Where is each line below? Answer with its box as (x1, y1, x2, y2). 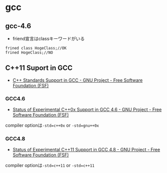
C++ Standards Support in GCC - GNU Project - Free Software (12, 77, 143, 83)
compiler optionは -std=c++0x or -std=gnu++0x (5, 123, 100, 129)
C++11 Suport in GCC (5, 64, 73, 72)
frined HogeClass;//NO (5, 50, 53, 55)
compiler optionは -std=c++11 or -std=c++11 (5, 162, 95, 168)
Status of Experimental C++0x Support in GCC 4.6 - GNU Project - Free (12, 106, 162, 112)
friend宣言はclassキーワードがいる (12, 36, 85, 41)
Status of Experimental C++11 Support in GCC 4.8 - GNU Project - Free (12, 147, 160, 153)
